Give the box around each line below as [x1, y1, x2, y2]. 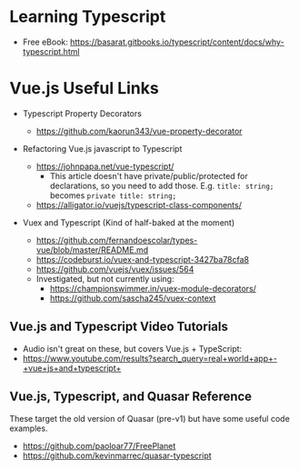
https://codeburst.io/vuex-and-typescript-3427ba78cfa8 [35, 254, 250, 265]
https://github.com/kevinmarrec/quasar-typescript [22, 450, 212, 461]
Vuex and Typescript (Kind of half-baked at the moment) [22, 216, 235, 228]
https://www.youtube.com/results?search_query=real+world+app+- [22, 353, 277, 364]
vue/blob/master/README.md [35, 244, 149, 255]
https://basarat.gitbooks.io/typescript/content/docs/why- [69, 36, 284, 47]
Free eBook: [22, 36, 68, 47]
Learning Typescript [9, 6, 166, 27]
